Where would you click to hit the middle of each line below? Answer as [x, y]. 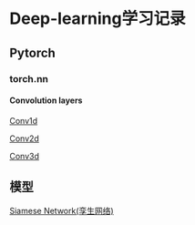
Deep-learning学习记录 [97, 19]
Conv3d [24, 156]
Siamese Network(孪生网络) [62, 210]
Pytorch [33, 52]
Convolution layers [46, 100]
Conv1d [24, 120]
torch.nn [29, 78]
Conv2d [24, 138]
